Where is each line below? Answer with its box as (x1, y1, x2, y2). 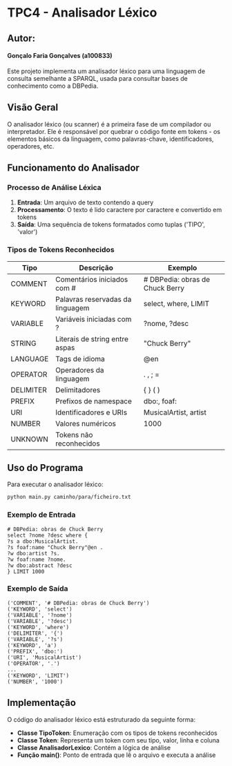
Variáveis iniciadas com (55, 314, 132, 324)
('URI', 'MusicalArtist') (7, 654, 81, 661)
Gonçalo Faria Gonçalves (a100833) (7, 52, 113, 60)
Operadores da (55, 365, 105, 374)
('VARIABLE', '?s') (7, 635, 64, 643)
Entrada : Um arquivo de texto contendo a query (17, 198, 154, 207)
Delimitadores (55, 385, 101, 394)
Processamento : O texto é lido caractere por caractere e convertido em (17, 206, 222, 214)
